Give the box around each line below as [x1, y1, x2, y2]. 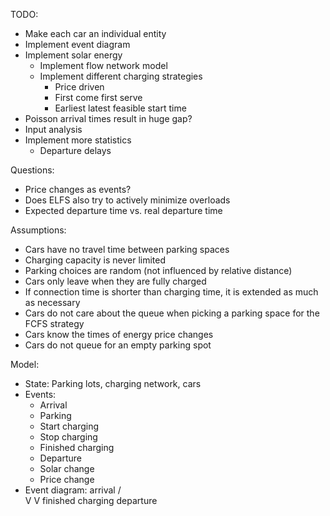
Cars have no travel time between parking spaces [24, 244, 230, 255]
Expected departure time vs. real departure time [24, 205, 223, 216]
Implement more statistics [24, 134, 132, 146]
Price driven [54, 81, 105, 93]
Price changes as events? [24, 184, 132, 195]
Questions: [10, 164, 55, 176]
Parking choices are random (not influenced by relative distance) [24, 265, 293, 276]
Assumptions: [10, 224, 67, 236]
